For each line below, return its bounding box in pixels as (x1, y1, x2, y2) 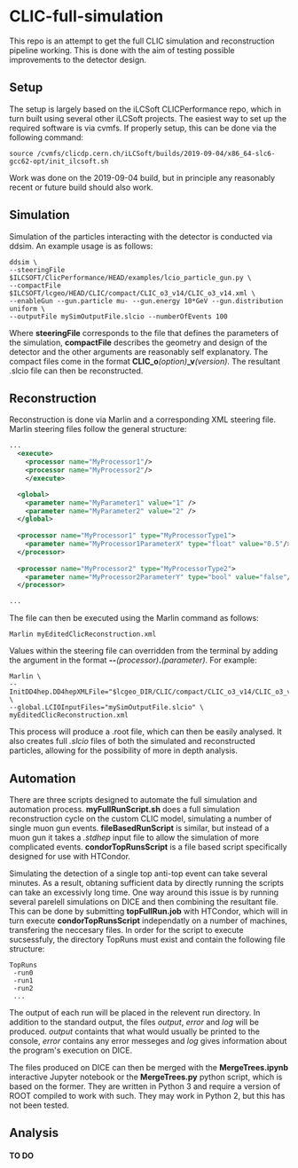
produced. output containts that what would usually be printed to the (9, 1026, 260, 1037)
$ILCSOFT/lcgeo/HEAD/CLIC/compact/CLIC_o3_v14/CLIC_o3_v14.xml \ (9, 288, 255, 298)
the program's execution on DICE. (9, 1045, 133, 1055)
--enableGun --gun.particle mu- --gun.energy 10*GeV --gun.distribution (9, 296, 284, 305)
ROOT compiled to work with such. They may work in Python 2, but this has (9, 1090, 286, 1101)
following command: (9, 131, 84, 143)
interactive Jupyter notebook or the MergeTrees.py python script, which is (9, 1071, 283, 1082)
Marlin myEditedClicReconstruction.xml (9, 630, 157, 639)
